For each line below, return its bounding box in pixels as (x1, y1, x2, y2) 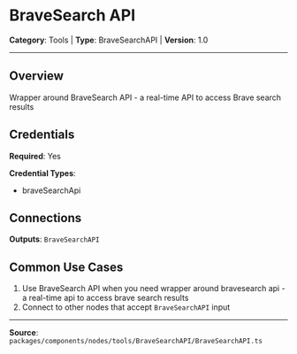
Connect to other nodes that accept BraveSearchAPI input (21, 302, 231, 312)
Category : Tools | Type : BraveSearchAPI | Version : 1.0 (9, 35, 209, 45)
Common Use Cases (9, 259, 124, 274)
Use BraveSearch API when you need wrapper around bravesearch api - (21, 283, 286, 294)
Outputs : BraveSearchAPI (9, 234, 100, 244)
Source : (9, 327, 39, 338)
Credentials (9, 127, 75, 142)
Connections (9, 210, 82, 226)
